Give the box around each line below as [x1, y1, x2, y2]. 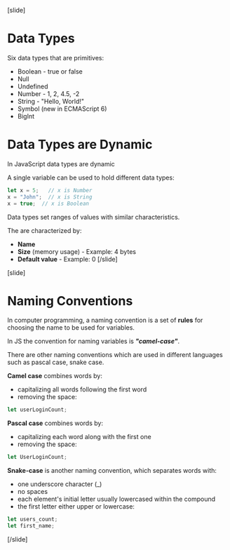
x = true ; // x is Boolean [7, 200, 90, 207]
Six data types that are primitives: [7, 53, 104, 62]
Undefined [17, 82, 48, 90]
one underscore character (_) [17, 480, 102, 488]
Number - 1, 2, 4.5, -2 [17, 89, 80, 98]
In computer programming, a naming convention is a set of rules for [7, 316, 203, 325]
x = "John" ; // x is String [7, 193, 93, 201]
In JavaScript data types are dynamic [7, 159, 116, 168]
